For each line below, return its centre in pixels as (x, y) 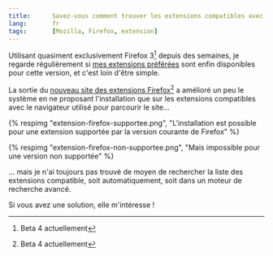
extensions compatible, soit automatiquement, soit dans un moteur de (125, 180)
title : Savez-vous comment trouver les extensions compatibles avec (136, 16)
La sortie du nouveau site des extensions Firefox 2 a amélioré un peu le (126, 89)
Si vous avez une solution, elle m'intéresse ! (82, 205)
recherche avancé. (40, 189)
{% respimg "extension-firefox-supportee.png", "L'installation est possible (132, 123)
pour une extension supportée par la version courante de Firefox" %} (124, 132)
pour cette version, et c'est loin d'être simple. (84, 73)
